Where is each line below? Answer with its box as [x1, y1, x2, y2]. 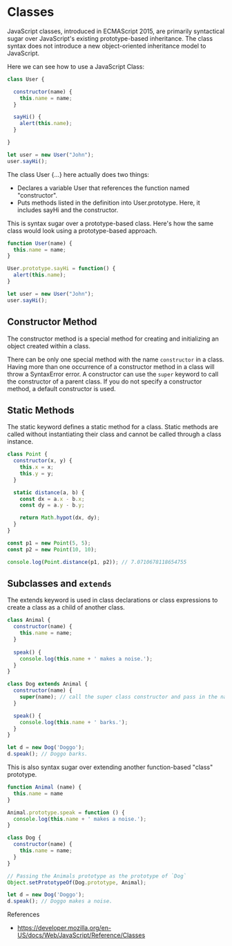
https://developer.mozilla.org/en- [17, 924, 112, 932]
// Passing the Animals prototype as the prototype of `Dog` [7, 872, 187, 880]
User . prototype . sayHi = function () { [7, 265, 116, 272]
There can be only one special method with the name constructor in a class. [7, 355, 224, 363]
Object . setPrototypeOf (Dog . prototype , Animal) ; [7, 879, 147, 886]
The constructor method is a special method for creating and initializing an [7, 334, 219, 343]
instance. [7, 437, 34, 446]
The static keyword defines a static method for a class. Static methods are [7, 423, 219, 431]
